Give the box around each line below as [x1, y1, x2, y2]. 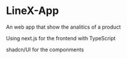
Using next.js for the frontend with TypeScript [6, 34, 116, 41]
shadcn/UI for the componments [6, 46, 84, 53]
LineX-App [6, 4, 59, 18]
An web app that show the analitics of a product [6, 23, 121, 30]
